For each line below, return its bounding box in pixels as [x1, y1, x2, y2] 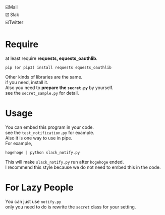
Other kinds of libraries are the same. [5, 74, 83, 80]
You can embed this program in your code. [5, 124, 94, 130]
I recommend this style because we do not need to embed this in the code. [5, 164, 161, 170]
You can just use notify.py [5, 198, 62, 204]
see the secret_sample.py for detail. [5, 90, 79, 96]
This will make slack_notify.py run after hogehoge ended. [5, 159, 124, 165]
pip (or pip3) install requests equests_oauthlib [5, 65, 112, 70]
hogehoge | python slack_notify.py [5, 150, 80, 155]
